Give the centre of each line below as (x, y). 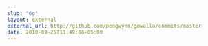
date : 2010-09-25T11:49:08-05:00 (55, 32)
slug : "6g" (23, 13)
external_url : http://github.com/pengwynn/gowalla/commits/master (104, 26)
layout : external (32, 20)
